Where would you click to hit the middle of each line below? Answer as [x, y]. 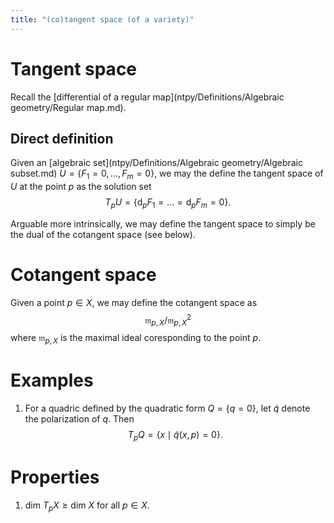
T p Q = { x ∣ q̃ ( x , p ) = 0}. [175, 436]
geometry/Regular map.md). [68, 107]
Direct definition [62, 138]
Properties [55, 477]
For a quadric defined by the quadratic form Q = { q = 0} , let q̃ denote [167, 408]
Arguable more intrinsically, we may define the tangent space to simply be [163, 223]
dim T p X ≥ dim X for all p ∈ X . [87, 506]
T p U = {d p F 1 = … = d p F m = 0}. [168, 203]
